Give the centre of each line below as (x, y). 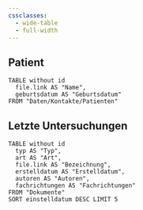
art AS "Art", (38, 158)
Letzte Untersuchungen (68, 126)
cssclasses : (28, 15)
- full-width (37, 30)
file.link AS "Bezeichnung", (63, 165)
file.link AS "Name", (51, 88)
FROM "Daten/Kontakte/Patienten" (63, 101)
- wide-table (37, 23)
